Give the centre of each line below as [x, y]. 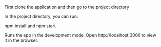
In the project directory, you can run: [41, 16]
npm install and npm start [30, 26]
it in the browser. [21, 40]
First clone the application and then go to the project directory [67, 7]
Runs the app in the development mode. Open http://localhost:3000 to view [80, 35]
